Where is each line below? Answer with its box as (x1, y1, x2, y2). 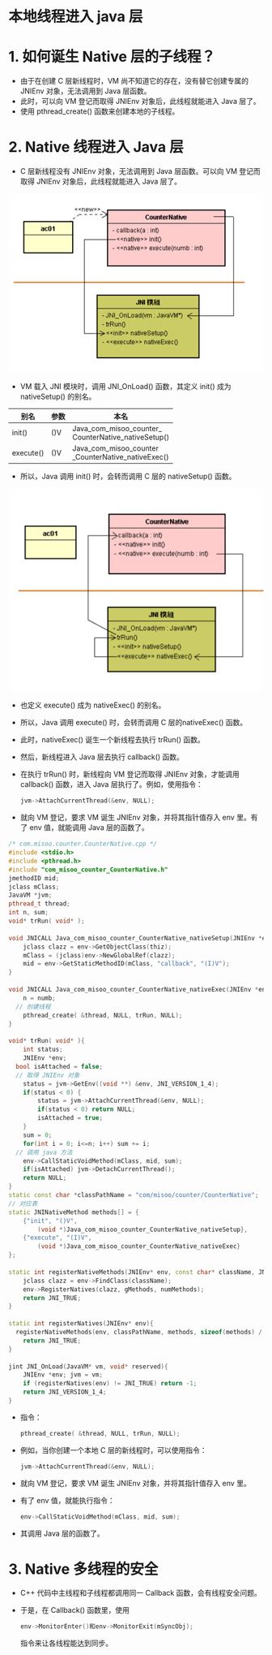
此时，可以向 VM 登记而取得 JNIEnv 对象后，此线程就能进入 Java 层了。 (19, 97, 261, 106)
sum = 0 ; (23, 1130, 53, 1139)
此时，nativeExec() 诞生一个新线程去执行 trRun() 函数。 (19, 735, 205, 745)
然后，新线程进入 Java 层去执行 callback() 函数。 (19, 752, 185, 762)
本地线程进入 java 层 (8, 7, 143, 26)
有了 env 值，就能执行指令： (19, 1495, 115, 1505)
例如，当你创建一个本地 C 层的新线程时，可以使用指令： (19, 1445, 207, 1454)
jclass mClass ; (8, 883, 60, 891)
